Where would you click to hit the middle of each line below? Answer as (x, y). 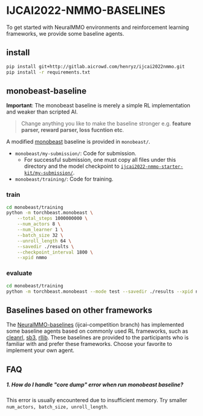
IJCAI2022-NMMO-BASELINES (86, 11)
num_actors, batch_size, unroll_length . (57, 406)
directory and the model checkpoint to (72, 166)
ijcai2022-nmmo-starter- (152, 167)
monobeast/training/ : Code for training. (64, 179)
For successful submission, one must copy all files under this (100, 160)
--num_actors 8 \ (39, 224)
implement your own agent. (40, 350)
